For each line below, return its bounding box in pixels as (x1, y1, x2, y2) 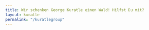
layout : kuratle (5, 12, 40, 17)
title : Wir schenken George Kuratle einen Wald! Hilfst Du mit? (5, 7, 144, 13)
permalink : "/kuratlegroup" (5, 17, 65, 22)
